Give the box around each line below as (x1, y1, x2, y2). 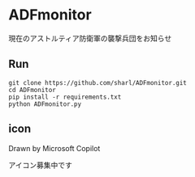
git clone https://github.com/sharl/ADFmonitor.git (8, 78, 187, 86)
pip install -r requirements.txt (8, 93, 122, 101)
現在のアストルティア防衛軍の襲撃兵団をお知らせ (8, 33, 172, 43)
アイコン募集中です (8, 160, 73, 170)
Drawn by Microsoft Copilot (8, 143, 101, 153)
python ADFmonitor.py (8, 99, 82, 108)
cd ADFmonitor (8, 86, 57, 94)
